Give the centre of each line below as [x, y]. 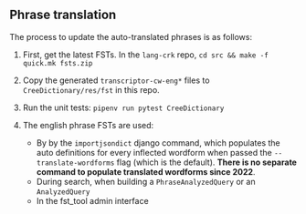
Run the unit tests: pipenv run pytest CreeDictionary [123, 107]
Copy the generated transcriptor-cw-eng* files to [116, 80]
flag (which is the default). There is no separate [206, 162]
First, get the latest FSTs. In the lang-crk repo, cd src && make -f [146, 55]
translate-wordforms [75, 163]
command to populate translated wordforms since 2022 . [146, 171]
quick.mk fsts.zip [58, 63]
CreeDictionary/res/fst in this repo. [91, 89]
